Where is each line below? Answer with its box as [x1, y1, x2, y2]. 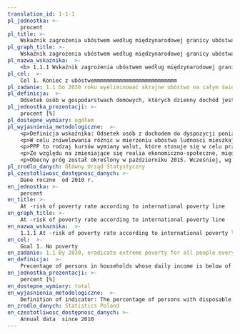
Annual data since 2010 [20, 315, 94, 323]
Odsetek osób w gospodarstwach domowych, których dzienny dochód [20, 97, 219, 104]
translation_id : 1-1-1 [7, 10, 75, 18]
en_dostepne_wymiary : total [7, 283, 91, 290]
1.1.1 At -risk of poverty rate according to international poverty [20, 229, 229, 236]
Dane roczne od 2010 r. [20, 176, 94, 183]
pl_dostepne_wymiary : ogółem [7, 116, 94, 123]
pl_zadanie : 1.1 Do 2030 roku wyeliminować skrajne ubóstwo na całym [7, 83, 219, 91]
